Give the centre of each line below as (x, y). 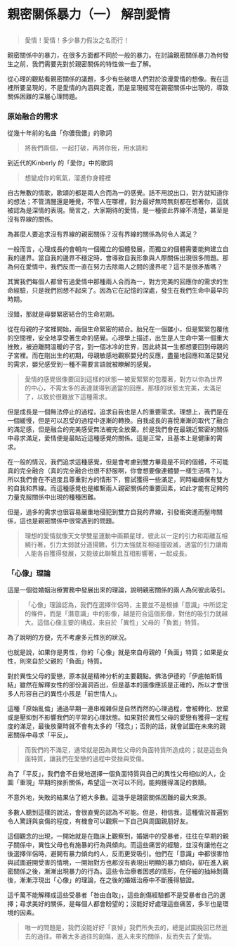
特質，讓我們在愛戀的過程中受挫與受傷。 (89, 759)
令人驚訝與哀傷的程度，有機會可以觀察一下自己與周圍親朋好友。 (99, 821)
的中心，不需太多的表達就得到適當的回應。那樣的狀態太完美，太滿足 (123, 388)
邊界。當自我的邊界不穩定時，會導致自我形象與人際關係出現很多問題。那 (124, 258)
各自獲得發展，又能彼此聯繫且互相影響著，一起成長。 (114, 553)
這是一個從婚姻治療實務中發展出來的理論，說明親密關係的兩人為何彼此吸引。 (118, 590)
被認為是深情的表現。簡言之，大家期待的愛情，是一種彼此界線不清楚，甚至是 (118, 210)
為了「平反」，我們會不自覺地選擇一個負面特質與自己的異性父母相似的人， (113, 774)
